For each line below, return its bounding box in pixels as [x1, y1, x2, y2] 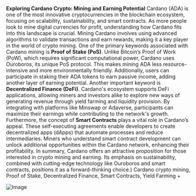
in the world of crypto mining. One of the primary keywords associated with [6, 42, 188, 49]
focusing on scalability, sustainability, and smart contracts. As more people [6, 17, 187, 24]
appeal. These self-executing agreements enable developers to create [6, 123, 176, 129]
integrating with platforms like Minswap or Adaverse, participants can [6, 104, 174, 111]
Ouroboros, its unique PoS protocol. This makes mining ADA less [6, 61, 162, 68]
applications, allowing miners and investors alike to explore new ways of [6, 92, 180, 99]
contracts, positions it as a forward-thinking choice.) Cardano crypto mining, [6, 166, 191, 173]
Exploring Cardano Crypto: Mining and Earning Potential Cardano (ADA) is [6, 5, 189, 12]
